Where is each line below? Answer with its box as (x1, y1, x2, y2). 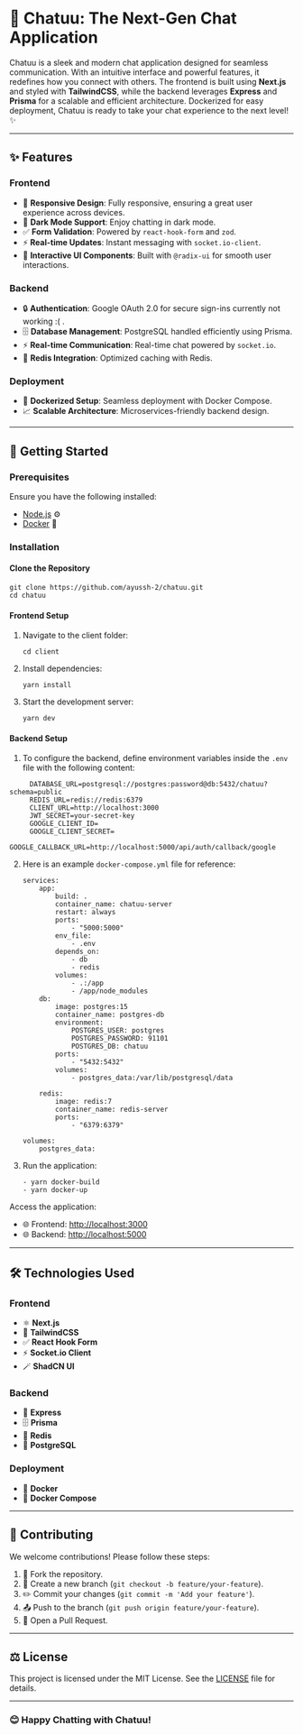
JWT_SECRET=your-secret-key (29, 812, 135, 821)
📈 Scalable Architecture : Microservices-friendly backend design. (22, 406, 270, 417)
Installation (9, 540, 60, 553)
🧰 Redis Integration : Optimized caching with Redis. (22, 352, 214, 363)
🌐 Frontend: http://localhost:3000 (22, 1219, 149, 1230)
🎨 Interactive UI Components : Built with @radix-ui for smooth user (22, 250, 272, 261)
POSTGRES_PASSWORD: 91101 (70, 1034, 169, 1043)
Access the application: (9, 1201, 96, 1212)
